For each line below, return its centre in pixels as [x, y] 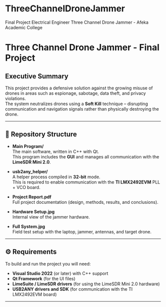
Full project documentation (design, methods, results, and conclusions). [85, 202]
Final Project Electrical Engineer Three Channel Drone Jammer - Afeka [77, 22]
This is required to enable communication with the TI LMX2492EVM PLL [86, 182]
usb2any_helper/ [30, 171]
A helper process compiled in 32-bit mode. [56, 177]
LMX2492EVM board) [34, 294]
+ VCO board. [26, 187]
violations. [16, 98]
